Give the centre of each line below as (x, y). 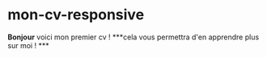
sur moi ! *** (28, 45)
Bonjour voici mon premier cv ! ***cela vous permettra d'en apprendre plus (133, 37)
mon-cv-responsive (76, 15)
